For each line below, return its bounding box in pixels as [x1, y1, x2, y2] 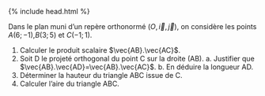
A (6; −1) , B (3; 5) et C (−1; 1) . [8, 31, 93, 39]
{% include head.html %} [8, 7, 90, 16]
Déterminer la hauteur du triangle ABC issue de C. [19, 71, 183, 79]
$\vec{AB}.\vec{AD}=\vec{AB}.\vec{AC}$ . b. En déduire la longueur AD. [19, 62, 254, 72]
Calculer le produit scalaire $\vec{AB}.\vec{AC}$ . [19, 46, 181, 54]
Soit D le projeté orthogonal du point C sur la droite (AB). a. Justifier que [19, 54, 255, 63]
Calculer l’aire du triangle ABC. [19, 79, 120, 88]
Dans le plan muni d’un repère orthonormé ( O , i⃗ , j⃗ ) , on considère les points [8, 22, 257, 31]
